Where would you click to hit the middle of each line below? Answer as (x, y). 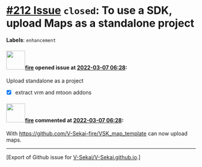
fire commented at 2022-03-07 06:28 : (74, 120)
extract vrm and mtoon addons (53, 93)
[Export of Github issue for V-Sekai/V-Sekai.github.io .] (73, 157)
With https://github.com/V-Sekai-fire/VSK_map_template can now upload (97, 134)
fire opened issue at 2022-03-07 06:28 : (76, 68)
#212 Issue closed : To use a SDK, (89, 11)
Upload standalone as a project (45, 81)
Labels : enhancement (31, 40)
